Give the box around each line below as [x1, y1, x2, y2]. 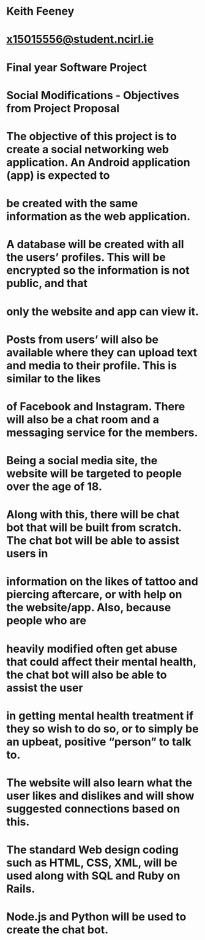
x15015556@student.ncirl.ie [6, 32, 154, 47]
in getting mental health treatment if [6, 709, 194, 723]
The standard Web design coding [6, 843, 179, 857]
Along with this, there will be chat [6, 508, 180, 522]
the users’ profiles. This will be [6, 250, 166, 265]
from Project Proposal [6, 101, 120, 115]
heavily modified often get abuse [6, 642, 177, 656]
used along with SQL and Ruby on [6, 869, 181, 883]
